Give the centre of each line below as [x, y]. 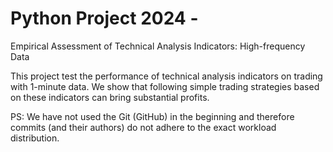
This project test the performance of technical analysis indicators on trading [166, 76]
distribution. [35, 138]
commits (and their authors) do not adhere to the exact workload [143, 127]
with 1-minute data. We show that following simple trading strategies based [165, 86]
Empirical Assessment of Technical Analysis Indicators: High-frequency [158, 46]
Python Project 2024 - [104, 18]
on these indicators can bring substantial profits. [110, 97]
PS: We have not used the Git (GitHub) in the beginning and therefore [152, 116]
